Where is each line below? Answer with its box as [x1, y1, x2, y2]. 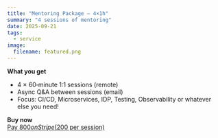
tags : [7, 29, 23, 36]
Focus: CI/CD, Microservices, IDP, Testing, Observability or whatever [16, 95, 212, 103]
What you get [7, 67, 47, 76]
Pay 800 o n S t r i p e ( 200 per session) [7, 123, 105, 131]
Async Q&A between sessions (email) [16, 87, 123, 96]
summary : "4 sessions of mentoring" [7, 16, 112, 23]
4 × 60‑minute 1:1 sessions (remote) [16, 80, 119, 89]
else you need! [16, 102, 60, 111]
